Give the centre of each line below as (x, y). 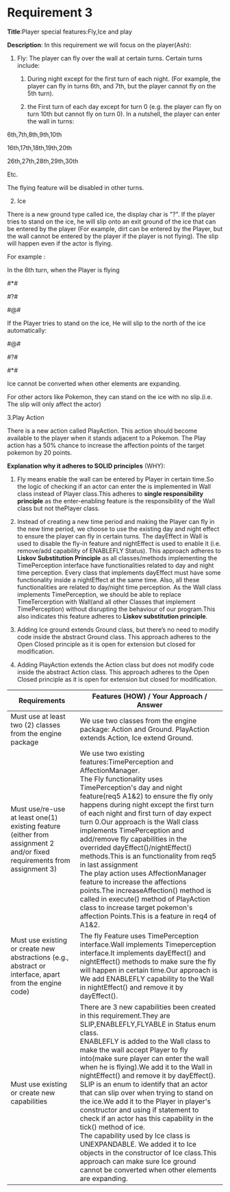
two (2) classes (35, 725)
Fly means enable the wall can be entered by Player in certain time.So (115, 479)
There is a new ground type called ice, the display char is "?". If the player (111, 214)
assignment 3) (34, 869)
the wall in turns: (51, 121)
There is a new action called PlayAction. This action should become (102, 431)
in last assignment (109, 864)
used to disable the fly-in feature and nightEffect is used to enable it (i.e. (119, 543)
